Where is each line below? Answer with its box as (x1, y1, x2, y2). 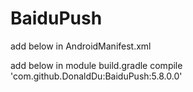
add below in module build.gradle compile (10, 59, 183, 71)
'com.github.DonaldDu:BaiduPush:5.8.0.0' (10, 70, 183, 82)
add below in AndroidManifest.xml (10, 40, 152, 52)
